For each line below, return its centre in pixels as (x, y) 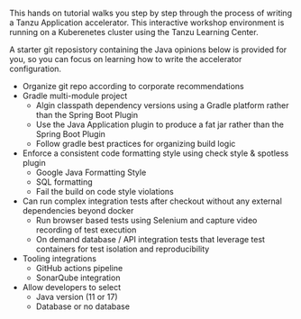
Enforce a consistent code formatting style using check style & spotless (155, 153)
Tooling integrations (59, 259)
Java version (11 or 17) (77, 297)
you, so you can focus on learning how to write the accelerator (126, 59)
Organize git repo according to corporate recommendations (133, 86)
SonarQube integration (78, 278)
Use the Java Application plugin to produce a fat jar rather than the (160, 124)
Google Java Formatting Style (91, 172)
